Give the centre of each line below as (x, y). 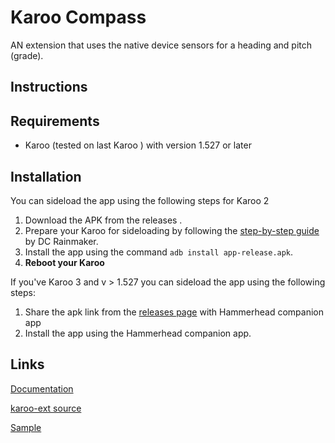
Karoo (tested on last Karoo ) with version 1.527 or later (138, 145)
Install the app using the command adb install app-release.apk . (159, 252)
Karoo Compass (78, 17)
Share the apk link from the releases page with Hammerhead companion (174, 312)
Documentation (42, 388)
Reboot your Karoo (64, 262)
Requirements (55, 121)
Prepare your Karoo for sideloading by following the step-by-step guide (172, 230)
